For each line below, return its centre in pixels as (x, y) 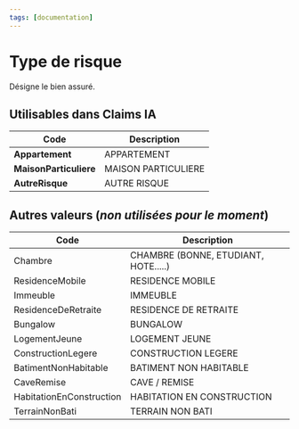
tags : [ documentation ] (51, 17)
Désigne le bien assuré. (52, 87)
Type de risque (66, 61)
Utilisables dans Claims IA (83, 114)
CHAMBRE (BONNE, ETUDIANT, (197, 255)
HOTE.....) (150, 267)
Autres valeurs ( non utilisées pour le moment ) (139, 215)
